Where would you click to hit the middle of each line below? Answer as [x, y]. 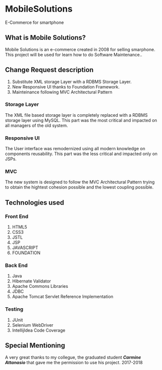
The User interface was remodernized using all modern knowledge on [75, 149]
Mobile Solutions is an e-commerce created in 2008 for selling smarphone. [80, 49]
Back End [16, 265]
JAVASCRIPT [25, 248]
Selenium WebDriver [33, 325]
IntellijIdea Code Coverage [39, 330]
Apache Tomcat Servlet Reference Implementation [63, 297]
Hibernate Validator [31, 281]
